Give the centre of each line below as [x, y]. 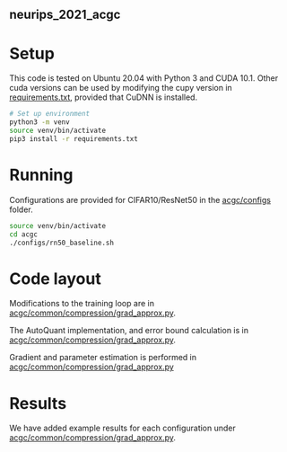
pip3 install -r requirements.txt [74, 138]
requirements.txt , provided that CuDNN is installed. [104, 97]
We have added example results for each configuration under [122, 428]
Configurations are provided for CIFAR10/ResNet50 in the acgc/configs [140, 199]
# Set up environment [50, 114]
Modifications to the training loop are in [82, 304]
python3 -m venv [39, 122]
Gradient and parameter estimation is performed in [103, 358]
